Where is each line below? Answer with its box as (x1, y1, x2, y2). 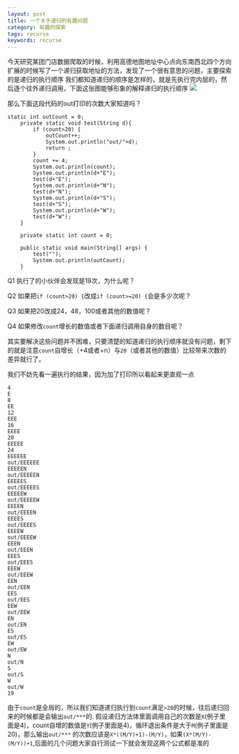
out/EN (7, 621, 27, 629)
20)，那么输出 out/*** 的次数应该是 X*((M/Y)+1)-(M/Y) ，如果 (7, 730, 184, 738)
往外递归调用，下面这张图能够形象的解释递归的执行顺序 (26, 84, 188, 93)
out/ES (7, 634, 27, 641)
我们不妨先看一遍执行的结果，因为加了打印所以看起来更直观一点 (7, 370, 194, 378)
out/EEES (7, 559, 33, 567)
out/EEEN (7, 547, 33, 554)
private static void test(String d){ (20, 120, 132, 127)
